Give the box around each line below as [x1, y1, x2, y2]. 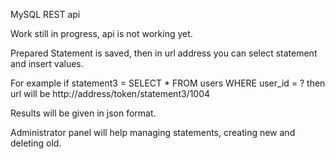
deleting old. [10, 137, 62, 149]
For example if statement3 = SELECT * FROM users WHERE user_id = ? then [10, 77, 326, 89]
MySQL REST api [10, 9, 81, 20]
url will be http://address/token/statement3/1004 [10, 88, 211, 99]
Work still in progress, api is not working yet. [10, 28, 193, 39]
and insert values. [10, 58, 84, 69]
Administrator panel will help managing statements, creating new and [10, 127, 296, 138]
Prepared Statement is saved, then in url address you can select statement [10, 47, 318, 59]
